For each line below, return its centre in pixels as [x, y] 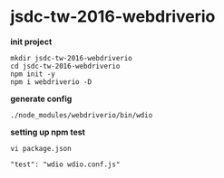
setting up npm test [48, 132]
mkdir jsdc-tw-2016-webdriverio [71, 58]
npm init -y [33, 74]
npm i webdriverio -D [51, 82]
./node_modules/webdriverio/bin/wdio [82, 115]
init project [31, 42]
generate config [41, 98]
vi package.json [41, 148]
